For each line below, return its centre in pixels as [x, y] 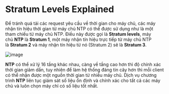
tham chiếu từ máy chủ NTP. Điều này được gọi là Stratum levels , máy [78, 34]
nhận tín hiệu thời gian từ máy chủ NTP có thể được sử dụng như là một [79, 28]
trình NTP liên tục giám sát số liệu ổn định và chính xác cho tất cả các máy [83, 80]
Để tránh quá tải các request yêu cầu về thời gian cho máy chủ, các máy [80, 23]
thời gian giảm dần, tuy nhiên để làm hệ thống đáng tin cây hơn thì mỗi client [84, 70]
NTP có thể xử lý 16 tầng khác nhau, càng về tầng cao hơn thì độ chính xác [83, 64]
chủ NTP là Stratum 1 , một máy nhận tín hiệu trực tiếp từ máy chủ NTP [78, 39]
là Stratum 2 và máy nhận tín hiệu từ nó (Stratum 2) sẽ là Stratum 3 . [76, 44]
